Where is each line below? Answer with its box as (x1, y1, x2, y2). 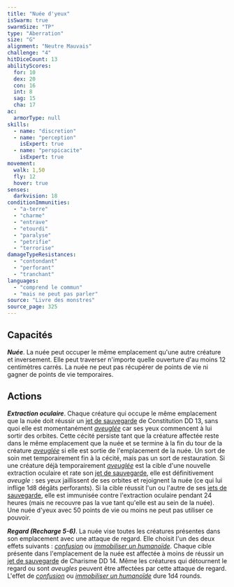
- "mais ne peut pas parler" (13, 290, 98, 298)
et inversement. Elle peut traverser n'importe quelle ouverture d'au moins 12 (7, 355, 226, 364)
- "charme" (13, 212, 45, 219)
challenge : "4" (7, 50, 52, 57)
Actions (7, 390, 42, 403)
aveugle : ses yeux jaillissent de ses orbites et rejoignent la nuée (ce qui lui (7, 476, 222, 484)
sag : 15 (13, 95, 36, 102)
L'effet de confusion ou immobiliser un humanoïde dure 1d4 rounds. (7, 572, 203, 580)
